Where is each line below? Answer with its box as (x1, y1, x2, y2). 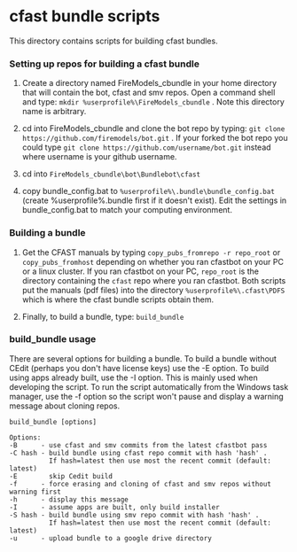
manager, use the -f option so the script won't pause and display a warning (9, 391, 284, 401)
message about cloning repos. (9, 400, 121, 411)
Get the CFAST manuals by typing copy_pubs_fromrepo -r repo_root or (21, 246, 281, 258)
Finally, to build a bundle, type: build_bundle (21, 311, 184, 322)
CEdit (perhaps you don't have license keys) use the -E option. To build (9, 362, 270, 373)
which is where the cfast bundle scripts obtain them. (21, 294, 215, 305)
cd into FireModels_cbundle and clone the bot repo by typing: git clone (21, 123, 285, 134)
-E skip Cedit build (9, 471, 113, 480)
